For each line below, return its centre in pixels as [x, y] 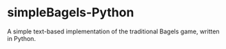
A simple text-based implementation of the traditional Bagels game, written [113, 31]
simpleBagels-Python [71, 13]
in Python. [22, 38]
